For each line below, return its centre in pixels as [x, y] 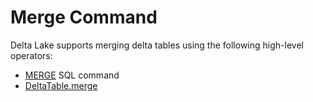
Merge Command [84, 17]
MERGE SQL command [72, 75]
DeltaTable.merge [61, 85]
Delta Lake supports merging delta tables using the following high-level [157, 45]
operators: [31, 55]
